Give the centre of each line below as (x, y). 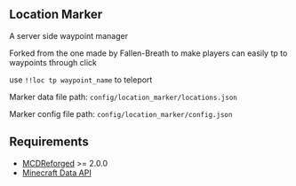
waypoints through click (53, 62)
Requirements (49, 142)
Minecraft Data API (56, 173)
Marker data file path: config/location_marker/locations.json (123, 97)
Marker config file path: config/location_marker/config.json (121, 113)
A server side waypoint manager (69, 35)
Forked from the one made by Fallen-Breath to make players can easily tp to (148, 53)
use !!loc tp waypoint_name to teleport (81, 80)
